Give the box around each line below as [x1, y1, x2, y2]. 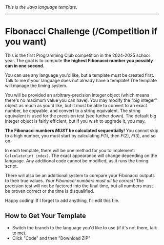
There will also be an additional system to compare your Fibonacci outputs [5, 172, 155, 178]
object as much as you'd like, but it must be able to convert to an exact [5, 102, 147, 108]
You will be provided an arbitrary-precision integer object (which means [5, 92, 150, 98]
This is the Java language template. [5, 4, 78, 10]
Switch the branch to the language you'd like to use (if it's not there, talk [12, 224, 157, 230]
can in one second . [5, 63, 44, 68]
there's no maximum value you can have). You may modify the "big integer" [5, 97, 157, 103]
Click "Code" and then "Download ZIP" [12, 235, 91, 241]
